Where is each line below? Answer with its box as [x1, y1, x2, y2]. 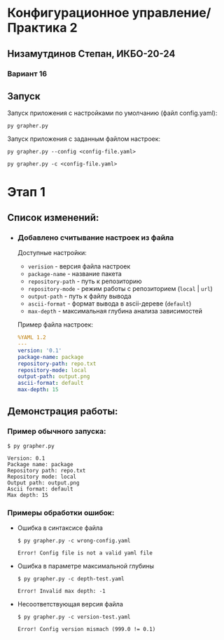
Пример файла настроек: [17, 320, 93, 329]
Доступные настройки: [17, 249, 87, 257]
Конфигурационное [7, 5, 129, 21]
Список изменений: [7, 212, 99, 224]
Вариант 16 [7, 69, 48, 79]
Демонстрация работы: [7, 405, 118, 418]
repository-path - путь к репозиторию [27, 277, 142, 285]
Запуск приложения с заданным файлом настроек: [7, 135, 161, 143]
